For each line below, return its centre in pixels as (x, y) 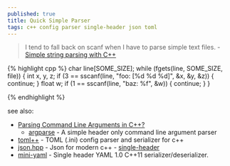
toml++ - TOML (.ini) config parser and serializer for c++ (100, 140)
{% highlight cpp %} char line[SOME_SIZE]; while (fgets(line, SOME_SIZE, (115, 69)
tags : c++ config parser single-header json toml (83, 27)
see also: (21, 111)
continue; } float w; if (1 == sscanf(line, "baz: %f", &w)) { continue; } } (109, 84)
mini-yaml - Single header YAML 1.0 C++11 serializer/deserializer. (113, 155)
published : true (31, 14)
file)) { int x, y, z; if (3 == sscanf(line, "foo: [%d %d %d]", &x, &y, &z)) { (111, 76)
